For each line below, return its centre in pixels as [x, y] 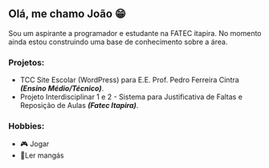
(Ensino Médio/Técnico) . [62, 89]
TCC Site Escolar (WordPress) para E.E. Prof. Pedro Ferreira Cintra [129, 80]
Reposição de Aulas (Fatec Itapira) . [79, 106]
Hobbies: [26, 126]
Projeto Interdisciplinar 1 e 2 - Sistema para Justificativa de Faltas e [131, 97]
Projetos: [26, 62]
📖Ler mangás [42, 155]
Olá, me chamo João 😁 [67, 14]
